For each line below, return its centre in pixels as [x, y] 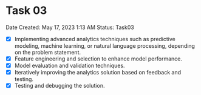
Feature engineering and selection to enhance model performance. [98, 59]
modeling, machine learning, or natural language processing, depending [105, 46]
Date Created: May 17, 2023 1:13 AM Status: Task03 [70, 27]
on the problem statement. [48, 52]
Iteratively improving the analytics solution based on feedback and [98, 73]
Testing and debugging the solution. [60, 86]
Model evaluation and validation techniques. [70, 66]
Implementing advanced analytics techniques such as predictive [95, 39]
